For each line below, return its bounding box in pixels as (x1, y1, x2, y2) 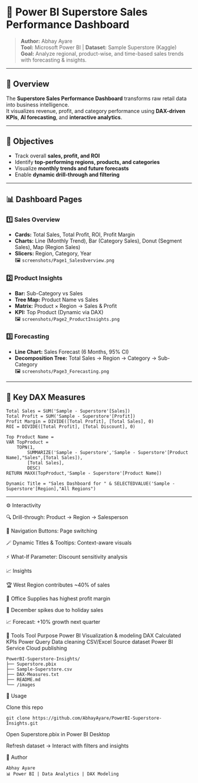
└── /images (6, 682, 35, 688)
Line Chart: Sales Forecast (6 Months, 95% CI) (14, 348, 129, 355)
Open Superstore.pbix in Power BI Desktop (6, 730, 110, 737)
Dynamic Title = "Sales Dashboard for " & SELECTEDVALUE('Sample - (6, 481, 176, 486)
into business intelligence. (6, 101, 70, 108)
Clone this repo (6, 704, 44, 711)
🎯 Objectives (6, 136, 54, 147)
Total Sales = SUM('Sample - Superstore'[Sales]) (6, 408, 131, 414)
